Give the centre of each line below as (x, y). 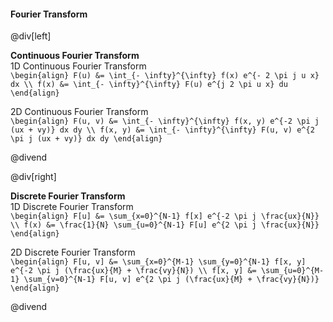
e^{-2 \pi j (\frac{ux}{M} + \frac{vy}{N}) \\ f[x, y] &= (133, 271)
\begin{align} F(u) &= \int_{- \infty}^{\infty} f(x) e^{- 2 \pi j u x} (165, 76)
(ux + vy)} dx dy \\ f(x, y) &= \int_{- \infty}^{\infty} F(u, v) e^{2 (162, 130)
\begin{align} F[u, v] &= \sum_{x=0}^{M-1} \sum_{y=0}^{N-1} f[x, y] (158, 262)
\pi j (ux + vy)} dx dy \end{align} (86, 139)
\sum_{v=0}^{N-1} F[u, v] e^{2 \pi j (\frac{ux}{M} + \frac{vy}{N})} (171, 280)
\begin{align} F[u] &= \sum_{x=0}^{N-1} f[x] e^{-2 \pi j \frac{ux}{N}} (165, 216)
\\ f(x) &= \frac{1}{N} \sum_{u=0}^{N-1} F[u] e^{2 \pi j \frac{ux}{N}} (165, 225)
